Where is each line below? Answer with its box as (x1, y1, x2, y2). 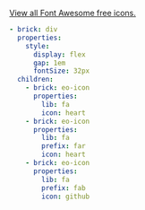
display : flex (32, 49, 87, 59)
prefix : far (41, 142, 87, 151)
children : (17, 75, 54, 84)
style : (25, 41, 50, 50)
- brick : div (9, 25, 58, 34)
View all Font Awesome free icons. (9, 8, 137, 18)
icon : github (41, 192, 90, 201)
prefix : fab (41, 183, 87, 192)
